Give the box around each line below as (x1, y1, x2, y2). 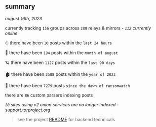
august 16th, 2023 (5, 15, 42, 21)
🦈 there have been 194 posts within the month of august (5, 50, 118, 56)
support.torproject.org (5, 107, 50, 113)
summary (5, 2, 36, 11)
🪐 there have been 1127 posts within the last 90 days (5, 60, 115, 65)
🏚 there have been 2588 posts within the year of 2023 (5, 71, 116, 77)
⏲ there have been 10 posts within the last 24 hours (5, 40, 112, 46)
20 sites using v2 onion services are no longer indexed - (5, 101, 119, 107)
